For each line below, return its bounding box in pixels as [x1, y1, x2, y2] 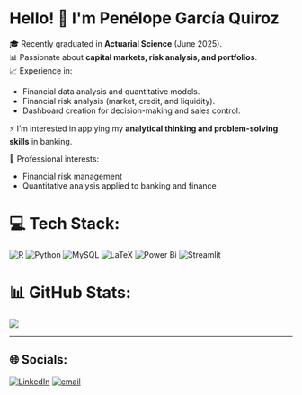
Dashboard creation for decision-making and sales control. [22, 105, 241, 116]
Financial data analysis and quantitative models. [22, 85, 200, 97]
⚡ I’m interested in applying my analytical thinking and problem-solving [9, 123, 279, 134]
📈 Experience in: [9, 65, 73, 75]
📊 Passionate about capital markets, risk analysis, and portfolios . [9, 51, 258, 62]
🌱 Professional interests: [9, 153, 100, 164]
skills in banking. [9, 136, 73, 146]
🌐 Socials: [9, 352, 68, 367]
